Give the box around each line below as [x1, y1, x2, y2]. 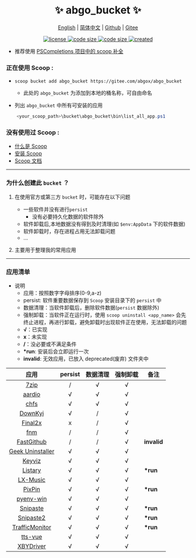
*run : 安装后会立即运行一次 [23, 348, 89, 355]
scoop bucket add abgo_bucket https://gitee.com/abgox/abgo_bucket [14, 78, 182, 85]
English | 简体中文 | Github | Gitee [58, 24, 138, 31]
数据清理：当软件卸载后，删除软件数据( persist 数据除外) [23, 304, 159, 311]
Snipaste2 [17, 514, 45, 522]
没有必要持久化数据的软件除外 [32, 213, 104, 220]
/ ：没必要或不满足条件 [23, 341, 77, 348]
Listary [22, 466, 41, 474]
